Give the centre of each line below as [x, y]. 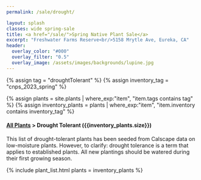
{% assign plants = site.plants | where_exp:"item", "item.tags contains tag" [100, 98]
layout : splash [26, 23]
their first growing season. [39, 158]
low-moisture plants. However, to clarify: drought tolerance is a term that [97, 145]
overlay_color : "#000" [41, 52]
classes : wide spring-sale [41, 29]
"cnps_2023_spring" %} [37, 87]
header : [16, 46]
